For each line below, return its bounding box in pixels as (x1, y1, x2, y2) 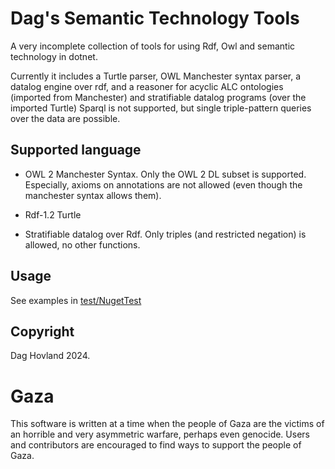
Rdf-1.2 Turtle (24, 208, 82, 221)
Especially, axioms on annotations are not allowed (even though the (24, 178, 303, 191)
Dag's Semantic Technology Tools (10, 7, 300, 30)
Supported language (10, 142, 142, 159)
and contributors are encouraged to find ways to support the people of (10, 439, 302, 451)
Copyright (10, 323, 75, 340)
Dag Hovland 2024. (10, 350, 91, 362)
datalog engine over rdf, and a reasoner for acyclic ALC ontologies (10, 80, 284, 92)
